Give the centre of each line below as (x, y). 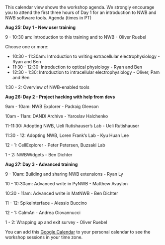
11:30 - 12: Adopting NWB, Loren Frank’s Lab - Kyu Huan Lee (67, 135)
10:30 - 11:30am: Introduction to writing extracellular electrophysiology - (86, 56)
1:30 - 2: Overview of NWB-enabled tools (47, 87)
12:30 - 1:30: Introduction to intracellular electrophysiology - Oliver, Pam (86, 72)
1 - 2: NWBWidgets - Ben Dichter (39, 155)
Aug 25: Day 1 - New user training (41, 27)
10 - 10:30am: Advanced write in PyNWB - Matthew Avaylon (67, 184)
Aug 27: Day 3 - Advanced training (41, 164)
